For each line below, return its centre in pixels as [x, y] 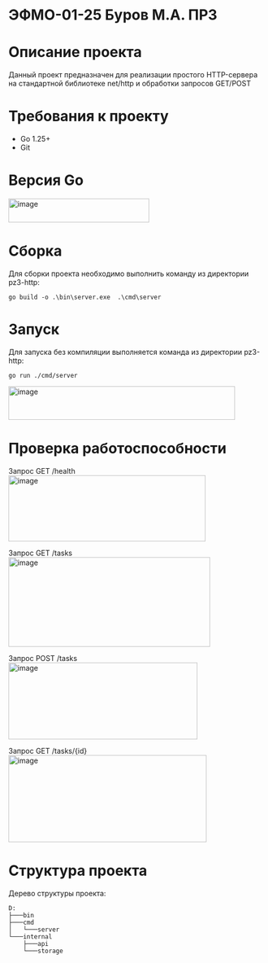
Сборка [35, 251]
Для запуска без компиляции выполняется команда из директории [125, 352]
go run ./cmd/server [43, 375]
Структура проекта [78, 871]
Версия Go [46, 180]
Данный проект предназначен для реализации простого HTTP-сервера [133, 75]
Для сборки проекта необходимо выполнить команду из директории [129, 274]
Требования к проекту [89, 116]
